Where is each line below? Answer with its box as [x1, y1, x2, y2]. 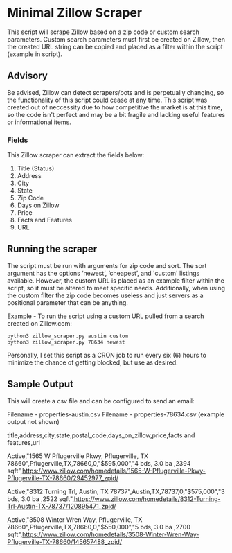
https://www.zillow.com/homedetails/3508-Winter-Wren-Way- [21, 530, 199, 538]
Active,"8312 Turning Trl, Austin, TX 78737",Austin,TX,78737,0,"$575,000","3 [7, 487, 225, 495]
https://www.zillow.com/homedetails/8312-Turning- [73, 494, 221, 503]
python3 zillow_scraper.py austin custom [7, 333, 129, 340]
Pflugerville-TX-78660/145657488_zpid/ [7, 537, 123, 545]
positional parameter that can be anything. [7, 298, 128, 306]
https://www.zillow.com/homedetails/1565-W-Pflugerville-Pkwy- [21, 466, 206, 475]
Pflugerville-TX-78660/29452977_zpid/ [7, 473, 119, 482]
